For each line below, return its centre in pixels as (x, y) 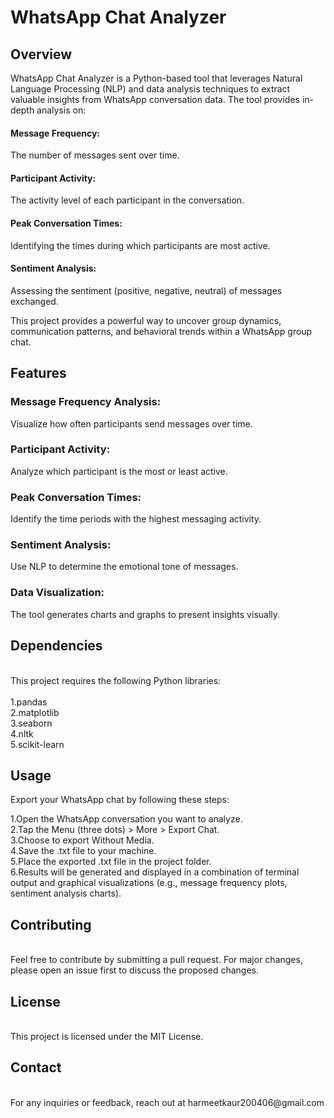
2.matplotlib (35, 712)
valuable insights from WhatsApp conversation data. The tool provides (155, 99)
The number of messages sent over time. (95, 155)
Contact (36, 1067)
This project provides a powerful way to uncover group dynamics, (146, 320)
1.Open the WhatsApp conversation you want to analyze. (126, 819)
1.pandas (29, 702)
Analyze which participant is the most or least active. (119, 471)
